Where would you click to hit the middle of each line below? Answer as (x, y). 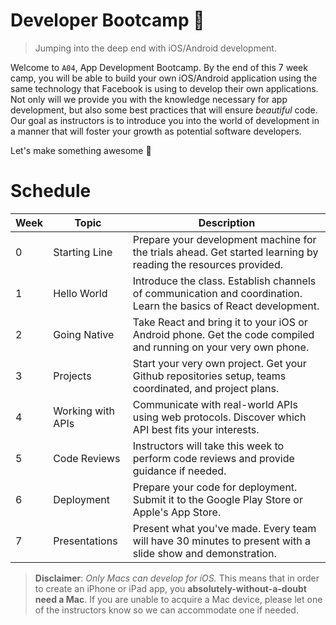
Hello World (80, 293)
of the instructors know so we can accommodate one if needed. (166, 610)
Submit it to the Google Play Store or (217, 499)
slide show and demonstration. (204, 553)
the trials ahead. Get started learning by (225, 252)
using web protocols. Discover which (219, 417)
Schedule (51, 191)
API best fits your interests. (196, 429)
